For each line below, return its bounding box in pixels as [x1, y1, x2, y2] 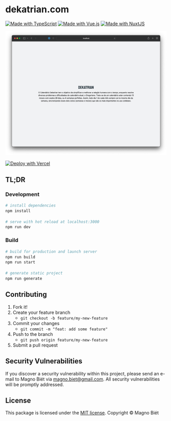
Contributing [5, 290, 47, 299]
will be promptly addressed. [5, 381, 64, 388]
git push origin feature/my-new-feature [20, 337, 108, 343]
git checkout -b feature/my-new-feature [20, 315, 108, 321]
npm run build [5, 254, 36, 259]
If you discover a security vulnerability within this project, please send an [5, 370, 160, 376]
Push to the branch [12, 331, 53, 337]
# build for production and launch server [5, 249, 97, 254]
